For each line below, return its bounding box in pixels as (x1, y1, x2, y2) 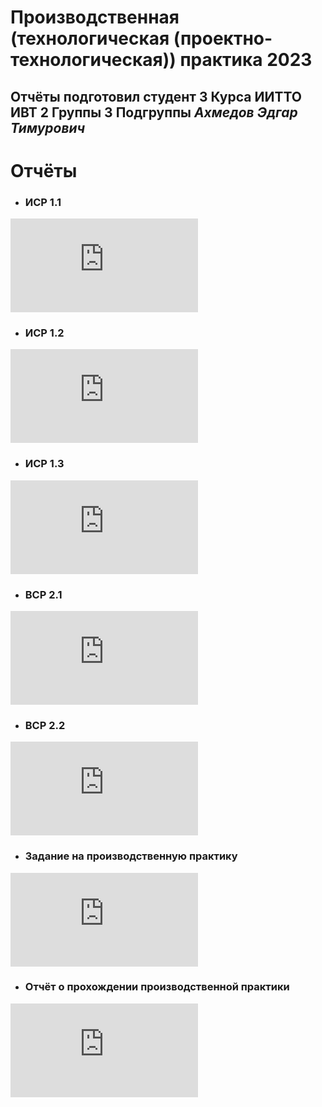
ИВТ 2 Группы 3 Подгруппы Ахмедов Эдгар (10, 104, 298, 121)
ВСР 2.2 (24, 718, 66, 732)
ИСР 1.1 (24, 195, 62, 209)
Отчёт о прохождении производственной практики (24, 980, 290, 994)
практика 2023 (179, 49, 313, 71)
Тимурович (10, 119, 86, 136)
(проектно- (173, 27, 273, 50)
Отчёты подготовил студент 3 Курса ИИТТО (10, 88, 302, 105)
